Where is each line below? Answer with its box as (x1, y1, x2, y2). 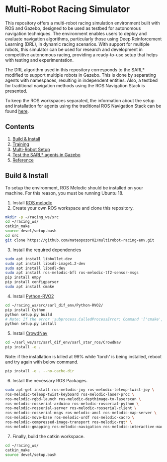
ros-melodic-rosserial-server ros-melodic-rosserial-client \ (5, 406, 137, 411)
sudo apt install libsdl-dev (5, 266, 66, 271)
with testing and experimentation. (5, 57, 74, 63)
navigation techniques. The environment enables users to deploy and (5, 30, 147, 36)
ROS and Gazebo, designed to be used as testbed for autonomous (5, 25, 141, 31)
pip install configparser (5, 280, 59, 285)
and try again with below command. (5, 359, 79, 365)
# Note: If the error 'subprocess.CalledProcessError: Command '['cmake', (5, 316, 164, 322)
